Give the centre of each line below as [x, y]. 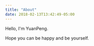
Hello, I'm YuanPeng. [27, 28]
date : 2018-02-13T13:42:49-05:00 [40, 14]
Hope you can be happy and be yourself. [47, 38]
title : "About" [21, 10]
